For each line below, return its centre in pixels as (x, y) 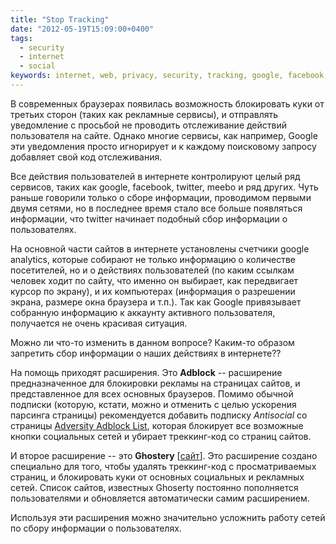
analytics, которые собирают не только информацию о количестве (153, 259)
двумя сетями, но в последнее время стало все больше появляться (156, 208)
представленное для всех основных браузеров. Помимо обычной (152, 393)
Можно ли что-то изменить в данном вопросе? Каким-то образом (152, 342)
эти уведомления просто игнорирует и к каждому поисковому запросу (163, 146)
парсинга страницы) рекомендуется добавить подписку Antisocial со (159, 415)
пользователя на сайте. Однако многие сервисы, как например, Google (164, 135)
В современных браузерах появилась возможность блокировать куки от (167, 103)
